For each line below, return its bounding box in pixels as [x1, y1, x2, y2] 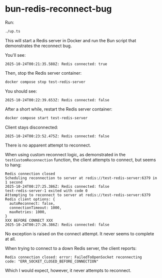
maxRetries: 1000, [9, 210, 47, 214]
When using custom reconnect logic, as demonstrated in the [5, 151, 126, 157]
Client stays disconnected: [5, 124, 58, 130]
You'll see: [5, 52, 26, 58]
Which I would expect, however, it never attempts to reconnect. [5, 267, 131, 273]
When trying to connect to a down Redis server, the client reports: [5, 245, 137, 251]
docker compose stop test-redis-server [5, 79, 86, 84]
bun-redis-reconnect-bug [5, 3, 112, 15]
